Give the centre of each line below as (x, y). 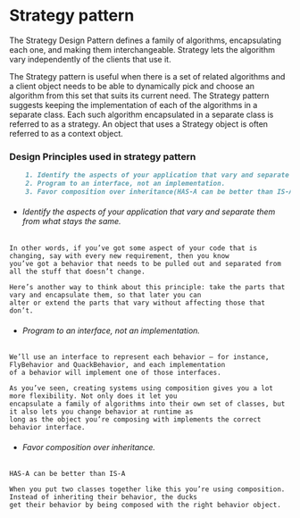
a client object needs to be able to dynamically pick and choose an (132, 86)
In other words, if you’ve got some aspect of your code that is (133, 248)
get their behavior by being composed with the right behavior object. (145, 505)
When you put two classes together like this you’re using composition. (147, 489)
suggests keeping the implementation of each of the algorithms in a (133, 104)
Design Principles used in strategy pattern (103, 156)
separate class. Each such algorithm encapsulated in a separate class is (142, 114)
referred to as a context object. (66, 133)
